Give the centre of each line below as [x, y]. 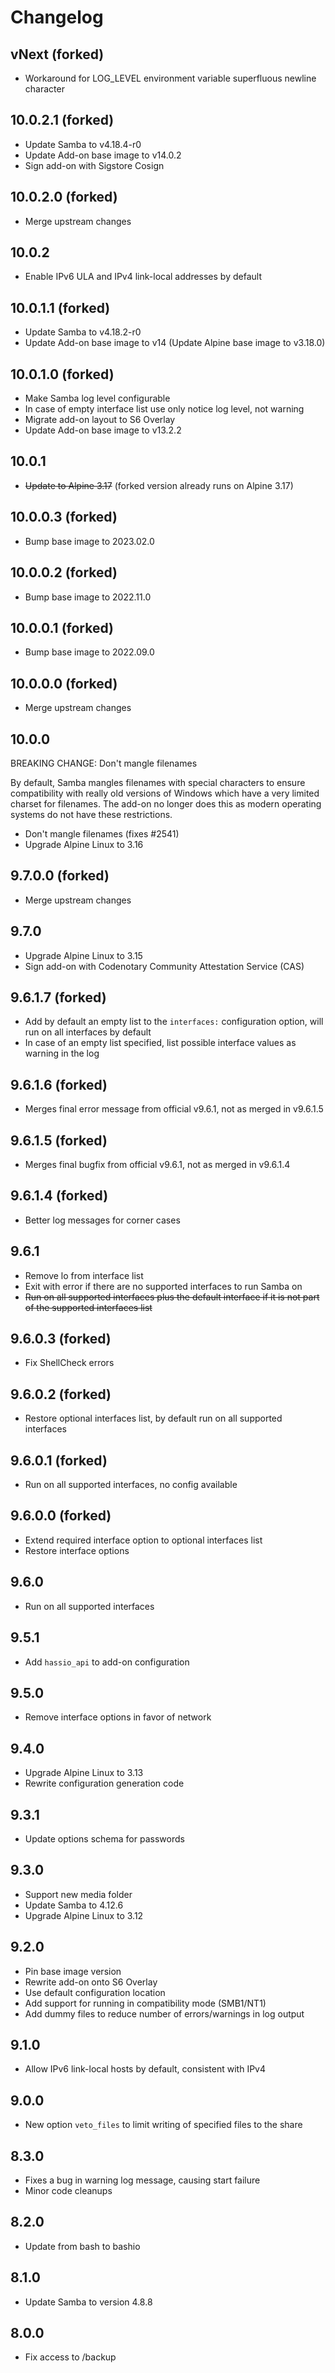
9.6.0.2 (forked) [61, 1394]
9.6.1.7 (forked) [58, 997]
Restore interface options [77, 1550]
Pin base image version [73, 1971]
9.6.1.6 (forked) [59, 1084]
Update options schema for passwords [104, 1838]
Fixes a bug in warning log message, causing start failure [142, 2180]
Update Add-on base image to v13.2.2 [103, 430]
